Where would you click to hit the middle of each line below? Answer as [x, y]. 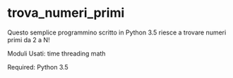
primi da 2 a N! [29, 39]
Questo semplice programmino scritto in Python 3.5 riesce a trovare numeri [117, 32]
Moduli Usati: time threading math [56, 53]
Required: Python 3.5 [38, 67]
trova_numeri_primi [66, 13]
